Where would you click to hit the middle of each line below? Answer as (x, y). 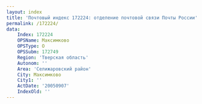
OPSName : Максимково (43, 40)
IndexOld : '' (34, 92)
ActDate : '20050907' (43, 86)
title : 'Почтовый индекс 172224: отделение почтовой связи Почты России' (102, 18)
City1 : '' (30, 80)
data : (13, 29)
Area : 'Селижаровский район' (54, 69)
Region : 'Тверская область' (53, 58)
